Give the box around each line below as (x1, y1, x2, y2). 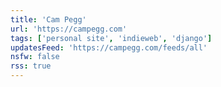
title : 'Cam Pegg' (10, 14, 87, 25)
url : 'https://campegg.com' (10, 24, 128, 34)
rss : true (10, 61, 52, 71)
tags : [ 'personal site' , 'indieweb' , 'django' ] (10, 33, 213, 43)
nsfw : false (10, 52, 60, 62)
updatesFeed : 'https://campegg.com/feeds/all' (10, 42, 208, 53)
